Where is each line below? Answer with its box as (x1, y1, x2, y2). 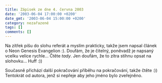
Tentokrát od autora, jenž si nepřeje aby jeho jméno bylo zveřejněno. (5, 73, 143, 78)
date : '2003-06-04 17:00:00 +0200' (5, 12, 77, 16)
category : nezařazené (5, 20, 49, 26)
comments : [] (5, 29, 32, 34)
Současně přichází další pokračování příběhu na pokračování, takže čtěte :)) (5, 68, 158, 73)
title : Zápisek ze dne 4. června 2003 (5, 7, 84, 12)
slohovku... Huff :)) (5, 58, 43, 64)
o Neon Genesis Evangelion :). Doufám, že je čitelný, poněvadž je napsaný (5, 48, 154, 54)
